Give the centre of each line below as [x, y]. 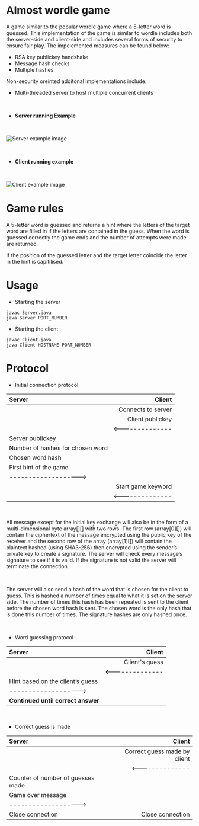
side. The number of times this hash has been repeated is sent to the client [97, 601]
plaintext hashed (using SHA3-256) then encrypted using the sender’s [92, 547]
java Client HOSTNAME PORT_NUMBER [49, 345]
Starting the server [38, 302]
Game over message [38, 795]
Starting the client [36, 329]
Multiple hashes [34, 69]
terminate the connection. [38, 566]
